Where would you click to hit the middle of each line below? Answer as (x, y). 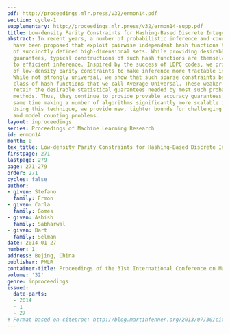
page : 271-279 (27, 166)
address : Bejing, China (41, 256)
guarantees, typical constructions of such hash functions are (105, 58)
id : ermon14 (24, 134)
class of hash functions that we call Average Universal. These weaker (118, 84)
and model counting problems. (56, 115)
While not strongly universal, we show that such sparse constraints (114, 77)
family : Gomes (33, 211)
